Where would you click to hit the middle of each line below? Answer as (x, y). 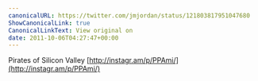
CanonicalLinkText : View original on (71, 30)
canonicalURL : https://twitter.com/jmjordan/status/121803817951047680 (129, 15)
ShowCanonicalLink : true (49, 23)
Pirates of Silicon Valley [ (49, 60)
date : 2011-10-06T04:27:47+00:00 (64, 38)
